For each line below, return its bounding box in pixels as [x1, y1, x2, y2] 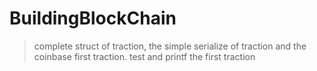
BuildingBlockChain [9, 7, 177, 30]
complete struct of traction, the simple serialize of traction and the [33, 40, 307, 52]
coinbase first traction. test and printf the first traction [33, 50, 256, 62]
